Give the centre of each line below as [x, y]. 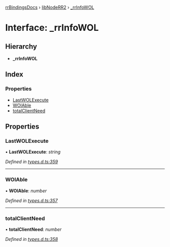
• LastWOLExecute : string [33, 152]
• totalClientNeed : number [33, 229]
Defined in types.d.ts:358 [32, 239]
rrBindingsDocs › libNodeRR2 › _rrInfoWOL [50, 7]
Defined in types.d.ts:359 [32, 162]
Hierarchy [21, 46]
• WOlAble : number [26, 191]
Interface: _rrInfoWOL [52, 28]
